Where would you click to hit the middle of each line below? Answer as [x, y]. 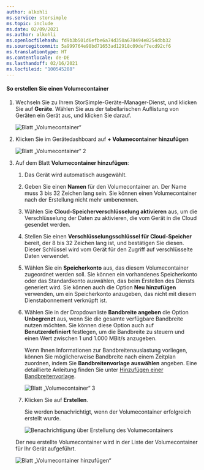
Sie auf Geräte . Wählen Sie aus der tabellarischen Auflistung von [97, 108]
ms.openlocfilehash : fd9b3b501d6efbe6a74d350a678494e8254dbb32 [89, 40]
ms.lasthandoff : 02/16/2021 [42, 63]
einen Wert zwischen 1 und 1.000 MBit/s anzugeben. [91, 338]
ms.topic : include [30, 23]
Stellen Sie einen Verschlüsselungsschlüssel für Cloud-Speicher [108, 236]
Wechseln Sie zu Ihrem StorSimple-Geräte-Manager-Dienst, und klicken [106, 102]
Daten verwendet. [47, 256]
